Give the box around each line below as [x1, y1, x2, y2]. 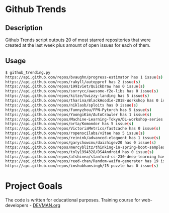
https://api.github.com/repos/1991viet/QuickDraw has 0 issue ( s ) [5, 84, 145, 89]
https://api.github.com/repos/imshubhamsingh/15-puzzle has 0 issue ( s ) [5, 163, 158, 169]
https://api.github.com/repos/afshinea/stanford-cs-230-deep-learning [5, 154, 156, 159]
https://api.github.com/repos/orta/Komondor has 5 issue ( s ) [5, 122, 134, 127]
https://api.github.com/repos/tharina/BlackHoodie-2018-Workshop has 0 [5, 98, 158, 103]
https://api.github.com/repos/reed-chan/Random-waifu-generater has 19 [5, 159, 158, 164]
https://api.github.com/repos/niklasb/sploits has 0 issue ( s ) [5, 102, 138, 108]
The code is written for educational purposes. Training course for [5, 197, 141, 203]
